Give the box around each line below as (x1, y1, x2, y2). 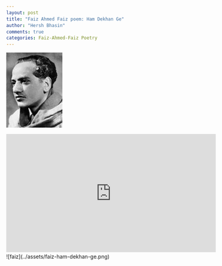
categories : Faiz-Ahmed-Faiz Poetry (6, 35, 98, 41)
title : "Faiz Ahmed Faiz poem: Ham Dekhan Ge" (6, 16, 124, 22)
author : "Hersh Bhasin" (6, 22, 66, 28)
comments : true (6, 29, 44, 35)
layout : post (6, 10, 39, 16)
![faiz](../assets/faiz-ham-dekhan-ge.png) (6, 253, 110, 261)
